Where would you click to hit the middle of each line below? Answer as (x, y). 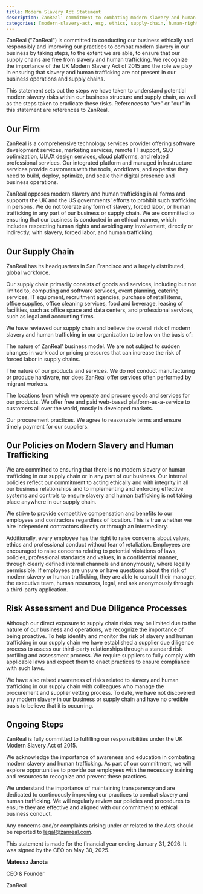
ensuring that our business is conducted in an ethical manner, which (91, 220)
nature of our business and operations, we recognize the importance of (95, 629)
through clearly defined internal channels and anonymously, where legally (98, 564)
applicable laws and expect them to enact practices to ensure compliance (98, 662)
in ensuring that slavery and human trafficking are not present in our (91, 73)
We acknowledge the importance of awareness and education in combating (101, 757)
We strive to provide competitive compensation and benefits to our (89, 513)
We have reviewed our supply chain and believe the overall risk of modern (98, 328)
